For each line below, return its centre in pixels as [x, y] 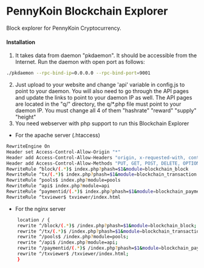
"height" [25, 117]
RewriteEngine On [28, 146]
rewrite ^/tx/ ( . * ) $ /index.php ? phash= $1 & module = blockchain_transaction [110, 231]
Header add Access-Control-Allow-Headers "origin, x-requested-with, [96, 157]
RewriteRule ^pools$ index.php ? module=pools [63, 180]
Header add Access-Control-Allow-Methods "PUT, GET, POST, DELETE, [93, 163]
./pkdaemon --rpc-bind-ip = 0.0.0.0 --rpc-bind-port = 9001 [78, 73]
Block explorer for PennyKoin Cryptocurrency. [64, 28]
